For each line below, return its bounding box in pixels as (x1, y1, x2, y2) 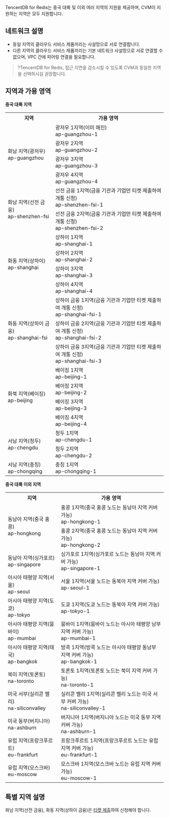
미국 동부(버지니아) (8, 717, 50, 724)
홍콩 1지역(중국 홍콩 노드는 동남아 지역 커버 (60, 504, 158, 511)
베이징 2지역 (55, 382, 83, 389)
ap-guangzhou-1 (55, 131, 98, 138)
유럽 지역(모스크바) (8, 764, 50, 771)
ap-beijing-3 (55, 405, 87, 412)
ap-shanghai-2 (55, 256, 93, 263)
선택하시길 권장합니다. (23, 71, 66, 77)
